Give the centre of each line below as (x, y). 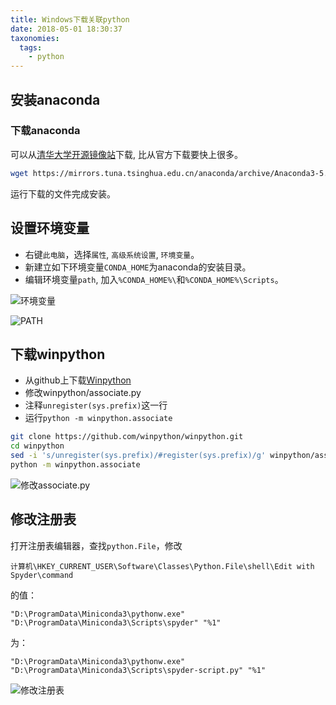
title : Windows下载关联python (70, 19)
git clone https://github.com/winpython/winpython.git (127, 437)
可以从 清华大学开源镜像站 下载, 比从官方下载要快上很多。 (126, 154)
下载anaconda (45, 131)
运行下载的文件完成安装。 (63, 193)
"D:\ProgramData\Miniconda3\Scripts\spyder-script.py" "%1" (138, 670)
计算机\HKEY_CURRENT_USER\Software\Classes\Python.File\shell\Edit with (162, 566)
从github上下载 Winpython (78, 380)
